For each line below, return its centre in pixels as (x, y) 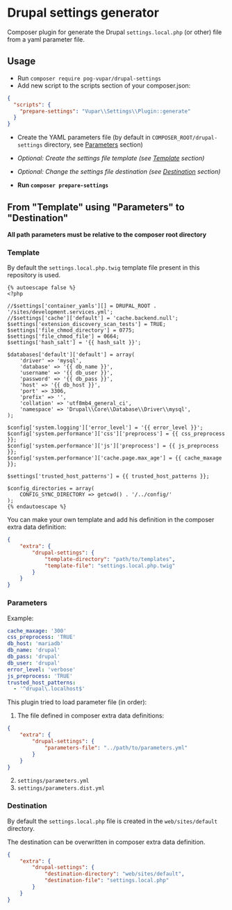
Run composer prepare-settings (63, 185)
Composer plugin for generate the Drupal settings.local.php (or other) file (115, 32)
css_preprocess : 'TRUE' (42, 637)
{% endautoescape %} (37, 507)
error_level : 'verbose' (42, 669)
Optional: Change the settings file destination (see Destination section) (119, 172)
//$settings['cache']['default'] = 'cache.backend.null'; (93, 318)
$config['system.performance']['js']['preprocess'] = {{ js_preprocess (113, 446)
